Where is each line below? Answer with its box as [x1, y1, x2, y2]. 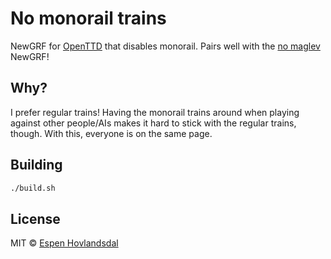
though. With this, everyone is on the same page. [10, 127, 213, 139]
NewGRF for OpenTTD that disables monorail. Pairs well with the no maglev [10, 40, 321, 52]
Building [10, 157, 63, 174]
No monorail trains [10, 7, 167, 30]
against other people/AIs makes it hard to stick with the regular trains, [10, 117, 297, 129]
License [10, 210, 61, 227]
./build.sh [10, 183, 56, 193]
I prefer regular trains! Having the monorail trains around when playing [10, 106, 300, 118]
